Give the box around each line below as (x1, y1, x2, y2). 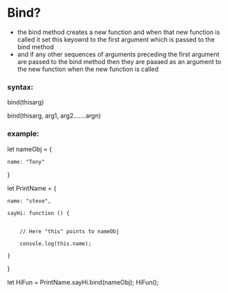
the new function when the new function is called (17, 65, 158, 73)
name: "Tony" (7, 158, 45, 165)
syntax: (7, 82, 33, 92)
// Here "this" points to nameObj (19, 228, 120, 235)
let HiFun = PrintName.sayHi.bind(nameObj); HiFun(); (7, 278, 159, 286)
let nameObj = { (7, 145, 52, 153)
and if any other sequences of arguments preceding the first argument (17, 50, 220, 58)
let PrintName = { (7, 184, 57, 192)
